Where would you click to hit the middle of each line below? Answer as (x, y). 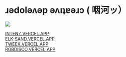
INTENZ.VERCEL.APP (27, 33)
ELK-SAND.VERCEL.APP (30, 39)
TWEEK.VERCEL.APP (27, 44)
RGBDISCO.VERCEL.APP (30, 49)
